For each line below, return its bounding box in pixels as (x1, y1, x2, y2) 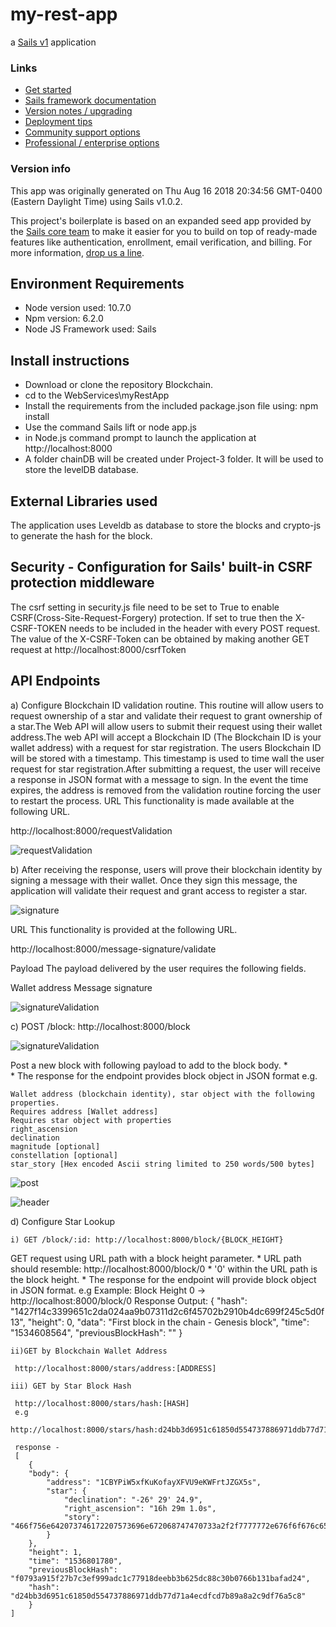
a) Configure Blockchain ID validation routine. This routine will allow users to (10, 699, 324, 711)
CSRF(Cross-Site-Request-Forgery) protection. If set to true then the (10, 611, 293, 623)
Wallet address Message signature (10, 981, 153, 993)
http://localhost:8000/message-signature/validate (10, 943, 217, 955)
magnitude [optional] (10, 1141, 101, 1152)
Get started (24, 84, 72, 96)
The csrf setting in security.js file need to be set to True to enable (10, 601, 280, 613)
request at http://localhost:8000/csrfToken (10, 643, 187, 655)
